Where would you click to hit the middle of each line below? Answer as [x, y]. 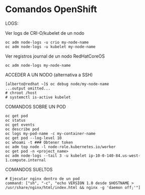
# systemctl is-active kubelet [38, 97]
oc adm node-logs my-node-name [38, 65]
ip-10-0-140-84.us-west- [115, 156]
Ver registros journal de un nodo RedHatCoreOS [55, 56]
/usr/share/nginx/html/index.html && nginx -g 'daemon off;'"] [73, 187]
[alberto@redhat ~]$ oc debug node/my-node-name [57, 84]
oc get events [20, 125]
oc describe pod [22, 129]
